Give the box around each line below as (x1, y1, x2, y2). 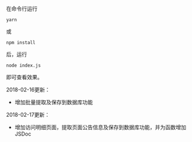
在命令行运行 (6, 5, 37, 12)
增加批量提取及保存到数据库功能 (14, 99, 93, 105)
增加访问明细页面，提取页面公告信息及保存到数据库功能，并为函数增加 (14, 124, 187, 131)
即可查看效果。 (6, 74, 43, 81)
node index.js (6, 62, 41, 68)
